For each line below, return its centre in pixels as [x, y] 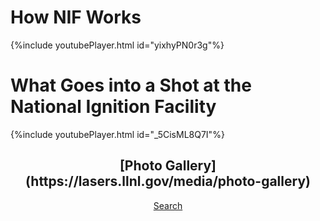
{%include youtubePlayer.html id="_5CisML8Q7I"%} [117, 134]
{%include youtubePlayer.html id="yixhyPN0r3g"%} [117, 45]
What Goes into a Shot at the [131, 85]
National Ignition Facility [113, 107]
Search [168, 205]
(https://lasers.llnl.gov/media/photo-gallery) [168, 181]
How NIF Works [76, 17]
